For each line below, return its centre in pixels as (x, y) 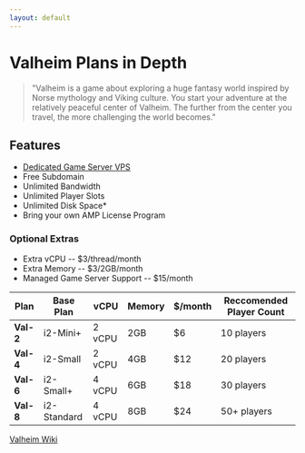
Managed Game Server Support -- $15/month (108, 278)
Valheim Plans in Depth (98, 62)
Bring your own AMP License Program (94, 215)
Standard (64, 417)
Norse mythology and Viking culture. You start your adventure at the (159, 97)
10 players (244, 332)
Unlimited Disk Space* (64, 206)
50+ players (246, 411)
